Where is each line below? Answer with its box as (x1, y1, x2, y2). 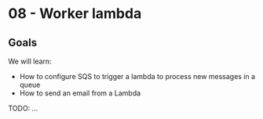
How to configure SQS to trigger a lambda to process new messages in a (19, 72, 256, 81)
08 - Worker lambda (8, 5, 142, 23)
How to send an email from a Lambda (19, 88, 141, 98)
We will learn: (8, 56, 53, 66)
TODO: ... (8, 103, 38, 113)
